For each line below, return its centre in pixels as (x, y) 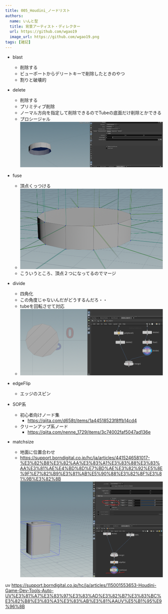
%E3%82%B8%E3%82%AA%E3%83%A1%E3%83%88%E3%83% (90, 463)
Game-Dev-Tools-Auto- (29, 590)
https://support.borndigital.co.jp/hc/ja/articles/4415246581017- (85, 458)
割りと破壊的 (33, 79)
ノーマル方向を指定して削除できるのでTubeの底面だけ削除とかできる (90, 112)
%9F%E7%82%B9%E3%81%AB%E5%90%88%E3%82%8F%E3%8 (91, 474)
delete (19, 89)
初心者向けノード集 (40, 415)
